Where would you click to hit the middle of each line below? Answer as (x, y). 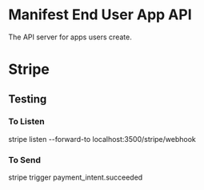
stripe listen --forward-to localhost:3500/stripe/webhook (102, 139)
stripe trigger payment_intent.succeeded (76, 177)
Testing (28, 99)
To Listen (27, 122)
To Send (25, 160)
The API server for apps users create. (70, 37)
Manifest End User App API (100, 15)
